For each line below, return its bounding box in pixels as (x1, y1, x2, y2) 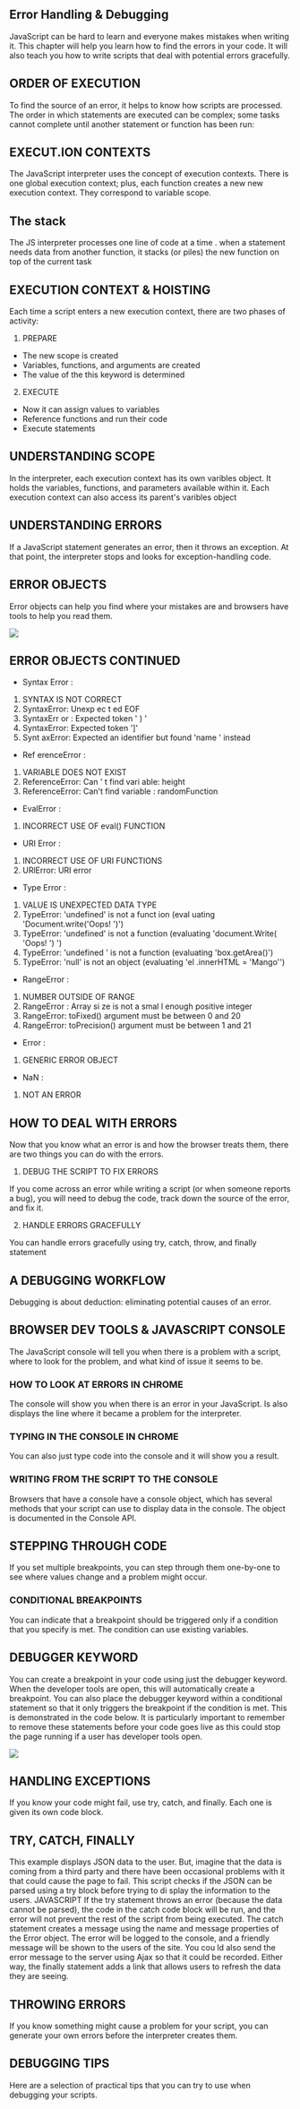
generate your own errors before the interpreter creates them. (9, 2030, 238, 2041)
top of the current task (9, 256, 92, 267)
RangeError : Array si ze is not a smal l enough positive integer (21, 1001, 253, 1011)
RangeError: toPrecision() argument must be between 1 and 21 (21, 1020, 253, 1031)
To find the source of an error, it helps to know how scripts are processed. (9, 99, 283, 110)
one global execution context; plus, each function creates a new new (9, 178, 264, 189)
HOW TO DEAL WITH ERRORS (9, 1115, 177, 1131)
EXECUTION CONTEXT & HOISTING (9, 282, 211, 297)
